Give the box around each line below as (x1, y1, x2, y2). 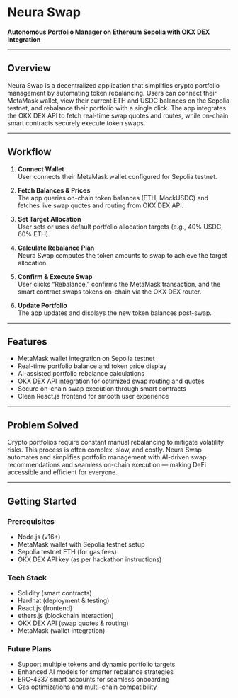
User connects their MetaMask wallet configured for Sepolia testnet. (17, 172, 217, 181)
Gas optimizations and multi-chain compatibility (17, 682, 157, 691)
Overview (7, 62, 52, 74)
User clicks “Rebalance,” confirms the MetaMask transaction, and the (17, 280, 221, 288)
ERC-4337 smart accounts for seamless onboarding (17, 675, 170, 684)
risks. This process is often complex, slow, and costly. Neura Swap (7, 445, 202, 454)
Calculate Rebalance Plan (17, 244, 95, 252)
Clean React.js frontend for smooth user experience (17, 392, 169, 401)
